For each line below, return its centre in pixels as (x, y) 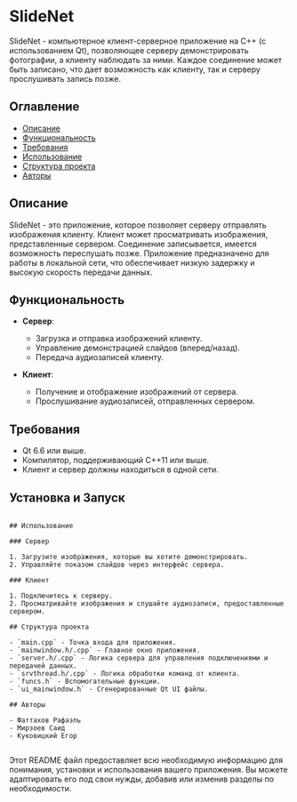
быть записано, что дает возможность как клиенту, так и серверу (135, 69)
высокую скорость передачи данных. (81, 272)
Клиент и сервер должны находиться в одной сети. (120, 469)
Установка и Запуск (67, 497)
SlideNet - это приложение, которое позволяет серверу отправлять (138, 225)
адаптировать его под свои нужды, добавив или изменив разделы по (141, 779)
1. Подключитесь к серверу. (61, 596)
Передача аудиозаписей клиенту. (100, 357)
